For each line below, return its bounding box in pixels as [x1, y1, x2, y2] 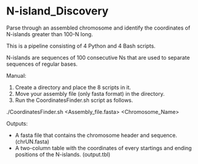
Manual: [6, 72, 27, 79]
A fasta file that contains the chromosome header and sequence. [15, 131, 177, 139]
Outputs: [6, 119, 28, 127]
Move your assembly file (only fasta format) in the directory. [15, 90, 165, 97]
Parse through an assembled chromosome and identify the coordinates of [6, 24, 191, 31]
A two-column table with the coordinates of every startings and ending [15, 144, 192, 151]
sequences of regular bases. [6, 60, 78, 68]
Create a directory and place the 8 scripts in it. [15, 83, 131, 91]
